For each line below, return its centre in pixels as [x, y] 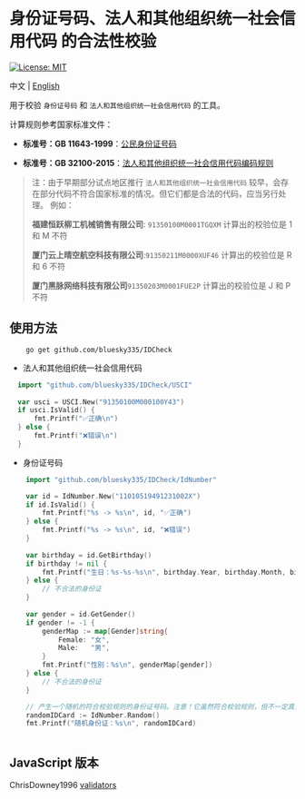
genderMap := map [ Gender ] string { [105, 631]
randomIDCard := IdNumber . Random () [93, 715]
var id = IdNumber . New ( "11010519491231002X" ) [113, 496]
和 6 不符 [49, 266]
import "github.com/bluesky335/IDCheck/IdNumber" [122, 479]
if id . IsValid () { [60, 505]
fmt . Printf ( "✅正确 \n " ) [76, 419]
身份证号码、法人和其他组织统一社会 [145, 19]
